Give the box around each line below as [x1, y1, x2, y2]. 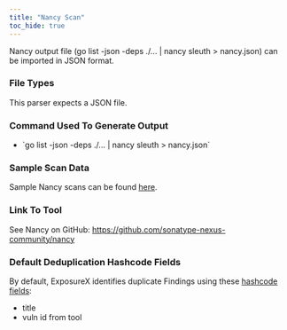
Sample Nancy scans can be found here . [9, 182, 158, 192]
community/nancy [9, 233, 75, 244]
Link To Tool [9, 204, 62, 216]
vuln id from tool [21, 311, 82, 322]
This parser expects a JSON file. [9, 97, 128, 107]
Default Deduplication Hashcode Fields [9, 255, 182, 268]
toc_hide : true [9, 21, 66, 30]
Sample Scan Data [9, 161, 90, 174]
